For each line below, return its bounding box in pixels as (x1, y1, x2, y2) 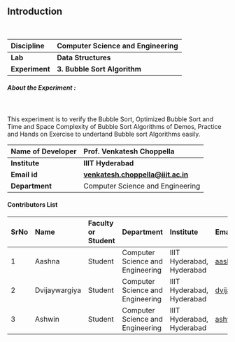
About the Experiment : (7, 83, 76, 92)
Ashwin (34, 314, 59, 324)
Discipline (10, 41, 45, 50)
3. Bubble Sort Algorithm (57, 64, 142, 74)
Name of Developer (10, 146, 77, 156)
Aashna (34, 256, 60, 266)
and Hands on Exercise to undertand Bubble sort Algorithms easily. (7, 130, 201, 138)
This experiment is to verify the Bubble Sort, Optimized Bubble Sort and (7, 115, 214, 123)
